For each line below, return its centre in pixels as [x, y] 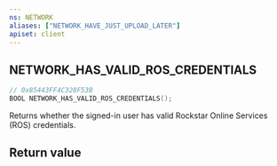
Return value [45, 153]
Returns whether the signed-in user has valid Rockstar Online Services [138, 115]
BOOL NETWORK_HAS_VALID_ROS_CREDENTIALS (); [91, 99]
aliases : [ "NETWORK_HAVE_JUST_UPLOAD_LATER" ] [95, 26]
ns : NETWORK [31, 17]
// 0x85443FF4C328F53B [51, 91]
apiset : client [37, 34]
